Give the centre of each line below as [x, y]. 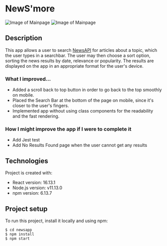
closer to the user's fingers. [41, 106]
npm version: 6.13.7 [32, 193]
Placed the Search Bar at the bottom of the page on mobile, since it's [83, 101]
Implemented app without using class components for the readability [83, 111]
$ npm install [20, 234]
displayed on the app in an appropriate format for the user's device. [74, 66]
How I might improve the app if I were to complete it [68, 129]
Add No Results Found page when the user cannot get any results [80, 145]
